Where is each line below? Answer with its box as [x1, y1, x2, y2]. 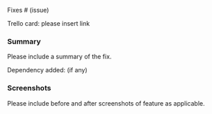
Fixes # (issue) [7, 6, 49, 14]
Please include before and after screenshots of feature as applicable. [7, 99, 205, 107]
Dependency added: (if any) [7, 66, 88, 74]
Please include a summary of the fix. [7, 52, 112, 61]
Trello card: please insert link [7, 19, 90, 27]
